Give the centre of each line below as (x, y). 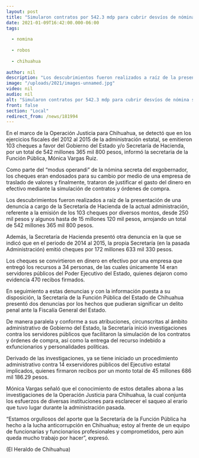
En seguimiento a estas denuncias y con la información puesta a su (88, 292)
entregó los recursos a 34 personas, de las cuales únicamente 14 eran (92, 267)
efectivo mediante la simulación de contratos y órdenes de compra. (88, 189)
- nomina (22, 39)
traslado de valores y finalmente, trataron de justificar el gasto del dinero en (99, 182)
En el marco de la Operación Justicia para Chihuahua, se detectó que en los (99, 133)
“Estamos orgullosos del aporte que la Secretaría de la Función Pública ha (96, 419)
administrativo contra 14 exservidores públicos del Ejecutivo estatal (88, 364)
